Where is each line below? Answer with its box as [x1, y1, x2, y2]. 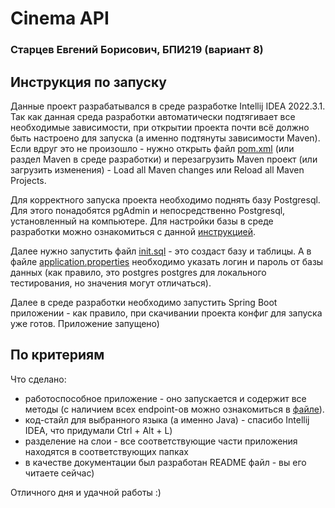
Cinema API [10, 7, 110, 30]
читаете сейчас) [24, 467, 95, 479]
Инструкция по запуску [10, 73, 167, 91]
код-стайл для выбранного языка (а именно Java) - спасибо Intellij [24, 413, 310, 426]
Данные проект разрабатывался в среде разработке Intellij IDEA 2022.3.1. [10, 100, 326, 112]
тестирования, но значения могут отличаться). [10, 277, 212, 289]
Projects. [10, 174, 47, 186]
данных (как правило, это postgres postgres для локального [10, 266, 267, 278]
